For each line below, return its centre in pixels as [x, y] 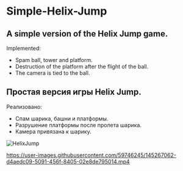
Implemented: [24, 48]
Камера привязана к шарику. [53, 131]
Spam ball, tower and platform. [54, 60]
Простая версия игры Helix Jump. [74, 92]
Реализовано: [24, 106]
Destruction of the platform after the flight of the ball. [82, 66]
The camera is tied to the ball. [52, 73]
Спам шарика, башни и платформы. [62, 118]
